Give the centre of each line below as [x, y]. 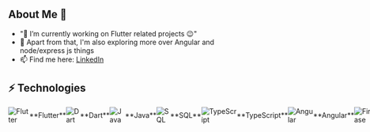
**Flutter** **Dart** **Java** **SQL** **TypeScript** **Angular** [191, 115]
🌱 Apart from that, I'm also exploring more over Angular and [117, 42]
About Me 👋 [38, 15]
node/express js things [57, 50]
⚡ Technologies [47, 88]
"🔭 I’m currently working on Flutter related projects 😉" [108, 33]
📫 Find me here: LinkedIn [62, 59]
